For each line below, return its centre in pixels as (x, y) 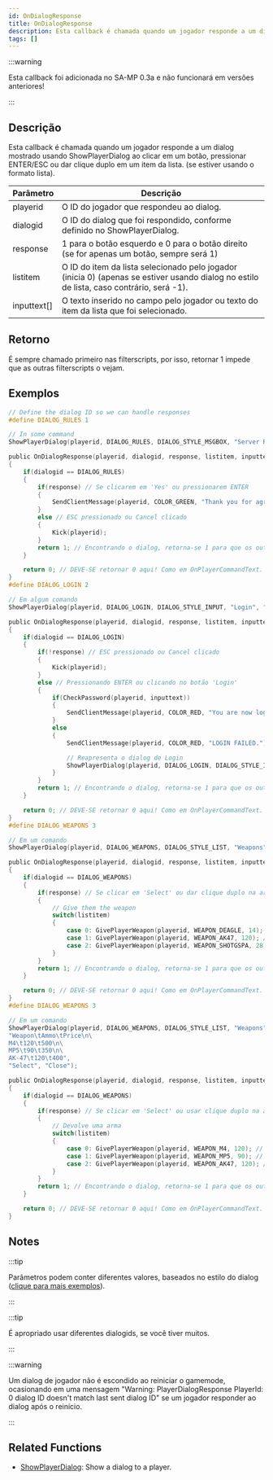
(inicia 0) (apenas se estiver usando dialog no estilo (160, 278)
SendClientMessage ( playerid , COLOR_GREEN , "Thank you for (152, 502)
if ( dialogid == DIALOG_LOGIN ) (74, 637)
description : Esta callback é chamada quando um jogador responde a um (132, 31)
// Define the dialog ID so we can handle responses (100, 412)
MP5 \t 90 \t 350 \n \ (36, 1051)
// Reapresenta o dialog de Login (125, 758)
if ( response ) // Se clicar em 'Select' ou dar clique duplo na (147, 892)
